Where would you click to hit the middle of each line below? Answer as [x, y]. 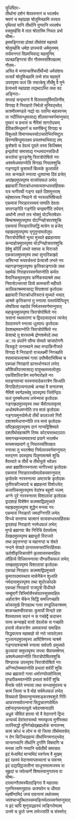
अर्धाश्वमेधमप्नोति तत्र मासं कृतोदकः [32, 410]
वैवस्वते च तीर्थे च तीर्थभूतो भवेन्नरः [31, 461]
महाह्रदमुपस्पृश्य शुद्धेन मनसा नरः [30, 507]
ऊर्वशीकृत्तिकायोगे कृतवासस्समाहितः [33, 553]
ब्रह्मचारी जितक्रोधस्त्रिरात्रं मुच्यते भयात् [35, 295]
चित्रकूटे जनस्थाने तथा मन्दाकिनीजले [34, 346]
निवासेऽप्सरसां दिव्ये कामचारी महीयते [33, 283]
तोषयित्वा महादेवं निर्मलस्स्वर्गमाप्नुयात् [34, 306]
